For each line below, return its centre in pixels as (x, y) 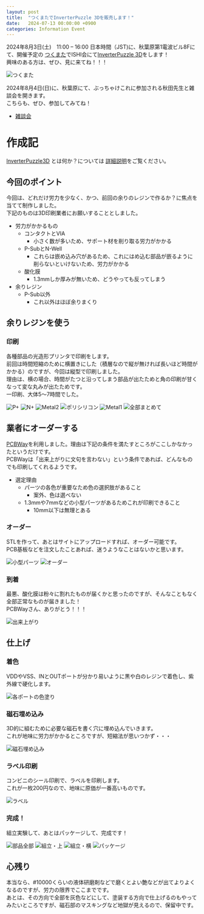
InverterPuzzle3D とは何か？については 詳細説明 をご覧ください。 (88, 161)
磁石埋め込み (25, 714)
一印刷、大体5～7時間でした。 (44, 394)
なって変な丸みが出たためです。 (46, 386)
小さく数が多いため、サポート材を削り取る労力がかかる (102, 241)
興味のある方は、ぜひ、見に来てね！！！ (57, 62)
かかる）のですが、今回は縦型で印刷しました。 (65, 371)
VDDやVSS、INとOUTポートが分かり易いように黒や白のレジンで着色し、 (97, 676)
